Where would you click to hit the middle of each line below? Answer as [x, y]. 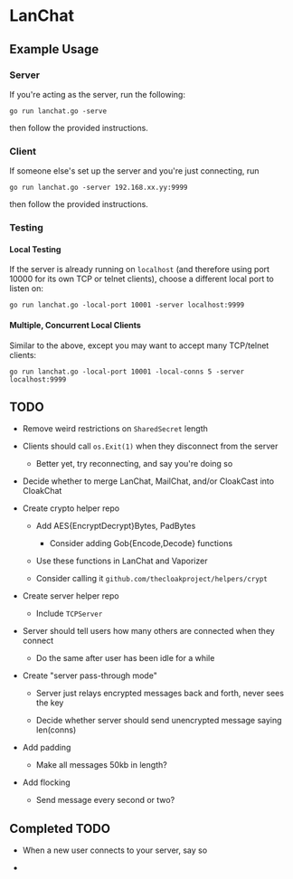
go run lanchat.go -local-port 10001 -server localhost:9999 [127, 305]
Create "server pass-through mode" [90, 676]
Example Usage [54, 49]
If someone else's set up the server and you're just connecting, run [134, 171]
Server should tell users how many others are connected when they [149, 631]
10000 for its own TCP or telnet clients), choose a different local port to [142, 279]
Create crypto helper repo [71, 508]
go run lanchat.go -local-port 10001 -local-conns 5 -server [127, 372]
